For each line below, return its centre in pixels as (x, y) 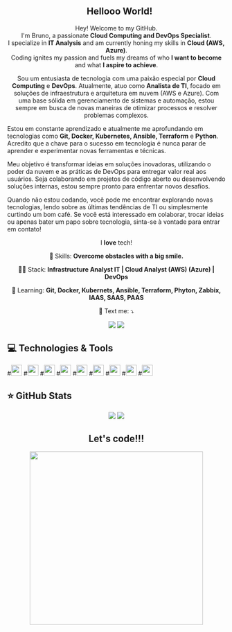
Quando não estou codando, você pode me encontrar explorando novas (110, 200)
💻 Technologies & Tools (60, 348)
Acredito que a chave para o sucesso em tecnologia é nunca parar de (107, 143)
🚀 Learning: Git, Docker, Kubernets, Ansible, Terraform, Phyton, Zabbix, (116, 290)
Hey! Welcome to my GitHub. (116, 28)
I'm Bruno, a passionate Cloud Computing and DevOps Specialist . (116, 35)
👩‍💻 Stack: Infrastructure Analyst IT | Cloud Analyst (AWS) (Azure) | (116, 269)
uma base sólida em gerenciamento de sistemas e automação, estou (116, 100)
